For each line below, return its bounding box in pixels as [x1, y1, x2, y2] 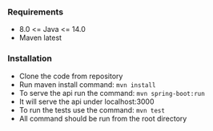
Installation [7, 53, 53, 64]
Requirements [7, 6, 64, 18]
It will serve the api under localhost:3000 [18, 97, 155, 106]
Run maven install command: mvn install [18, 79, 156, 89]
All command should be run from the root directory [18, 113, 187, 123]
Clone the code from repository [18, 71, 123, 81]
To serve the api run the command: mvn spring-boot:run [18, 88, 205, 97]
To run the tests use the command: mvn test [18, 105, 166, 114]
